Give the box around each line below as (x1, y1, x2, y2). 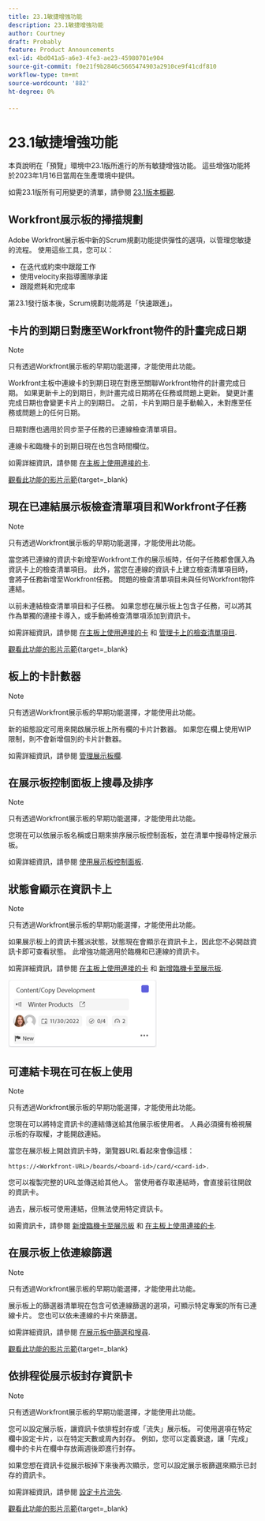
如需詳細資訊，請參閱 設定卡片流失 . (8, 1487, 123, 1497)
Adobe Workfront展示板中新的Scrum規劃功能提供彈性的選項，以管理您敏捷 (8, 235, 252, 245)
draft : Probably (8, 38, 62, 46)
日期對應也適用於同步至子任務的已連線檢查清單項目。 (8, 424, 181, 434)
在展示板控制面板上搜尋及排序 (8, 775, 154, 789)
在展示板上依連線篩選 (8, 1246, 112, 1260)
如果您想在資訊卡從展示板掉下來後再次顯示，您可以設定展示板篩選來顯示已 (8, 1460, 250, 1470)
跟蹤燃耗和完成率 (19, 282, 76, 291)
